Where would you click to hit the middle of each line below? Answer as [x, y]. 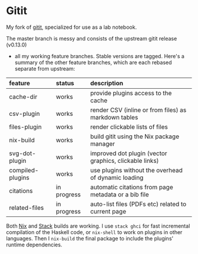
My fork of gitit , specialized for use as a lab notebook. [72, 27]
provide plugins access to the [131, 93]
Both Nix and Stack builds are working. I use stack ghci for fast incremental [98, 226]
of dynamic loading [117, 178]
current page [108, 211]
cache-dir [23, 96]
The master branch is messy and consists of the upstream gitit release [92, 38]
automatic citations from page [132, 187]
